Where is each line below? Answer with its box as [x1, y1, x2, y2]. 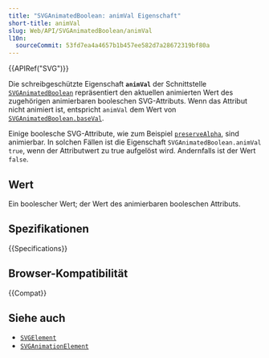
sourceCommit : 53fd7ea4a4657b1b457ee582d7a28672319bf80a [15, 42, 210, 50]
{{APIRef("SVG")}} [8, 63, 70, 73]
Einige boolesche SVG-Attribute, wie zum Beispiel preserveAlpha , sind [8, 129, 239, 139]
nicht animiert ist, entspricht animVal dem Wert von [8, 105, 177, 115]
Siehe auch [8, 311, 66, 325]
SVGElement [19, 334, 57, 342]
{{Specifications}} [8, 243, 68, 253]
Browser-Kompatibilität [8, 266, 128, 281]
